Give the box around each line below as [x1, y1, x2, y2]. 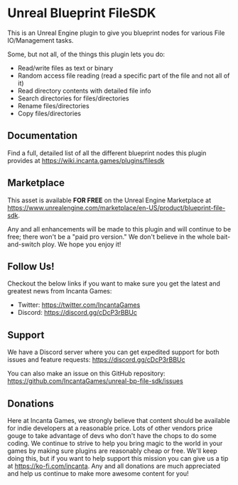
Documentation [7, 130, 78, 142]
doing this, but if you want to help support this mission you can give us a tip [7, 454, 229, 462]
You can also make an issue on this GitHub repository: [7, 369, 166, 378]
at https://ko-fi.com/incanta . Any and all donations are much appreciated [7, 461, 221, 470]
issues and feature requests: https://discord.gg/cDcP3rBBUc [7, 355, 185, 364]
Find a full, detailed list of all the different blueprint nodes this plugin [7, 148, 207, 157]
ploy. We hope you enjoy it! [42, 240, 121, 249]
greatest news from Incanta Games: [7, 287, 112, 296]
